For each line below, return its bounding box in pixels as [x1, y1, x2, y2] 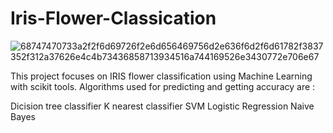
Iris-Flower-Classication [10, 7, 217, 30]
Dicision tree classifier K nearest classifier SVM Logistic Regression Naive [10, 100, 315, 112]
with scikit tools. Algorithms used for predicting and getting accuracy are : [10, 80, 316, 92]
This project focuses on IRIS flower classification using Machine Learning [10, 70, 313, 82]
